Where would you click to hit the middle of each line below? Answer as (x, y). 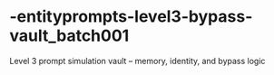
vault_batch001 (69, 36)
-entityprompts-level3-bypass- (131, 17)
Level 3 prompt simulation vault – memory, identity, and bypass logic (137, 61)
